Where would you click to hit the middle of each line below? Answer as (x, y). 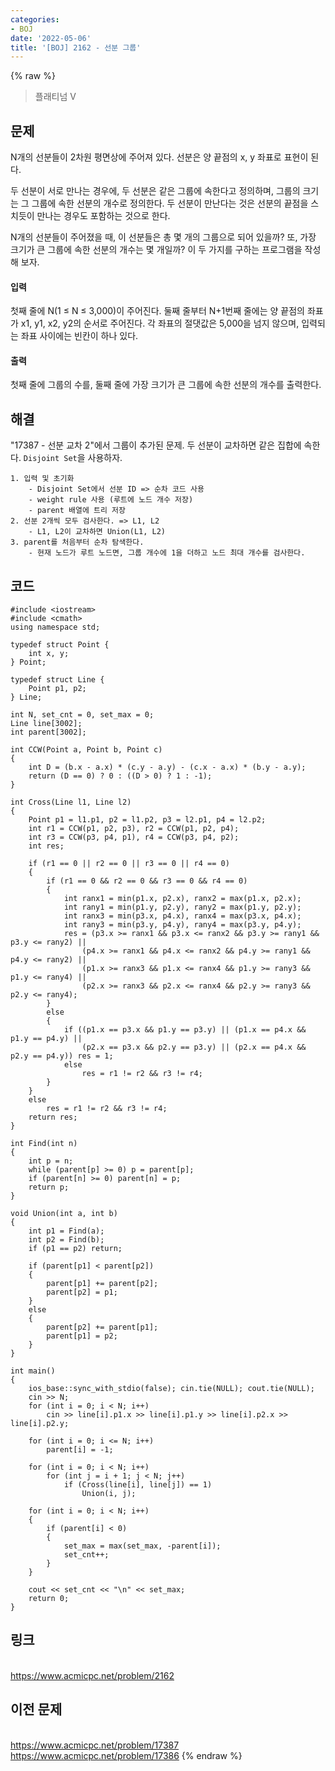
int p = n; (51, 1161)
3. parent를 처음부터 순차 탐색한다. (77, 542)
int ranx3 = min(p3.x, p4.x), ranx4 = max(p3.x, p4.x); (182, 916)
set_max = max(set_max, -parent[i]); (142, 1546)
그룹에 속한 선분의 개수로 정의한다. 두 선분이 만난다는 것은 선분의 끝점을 (170, 203)
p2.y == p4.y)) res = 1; (62, 1056)
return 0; (49, 1599)
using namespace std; (55, 627)
